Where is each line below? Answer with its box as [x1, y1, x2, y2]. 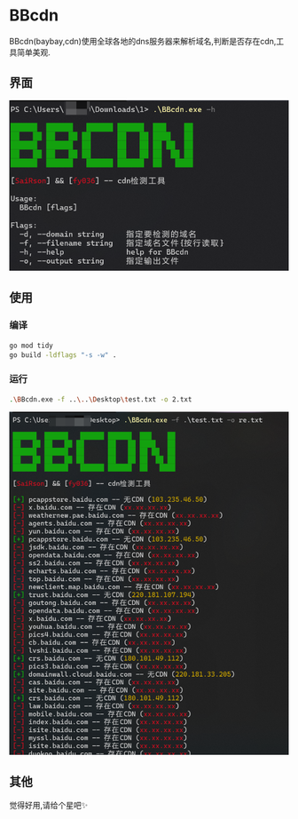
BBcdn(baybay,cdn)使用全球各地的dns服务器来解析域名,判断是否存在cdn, [9, 36, 277, 46]
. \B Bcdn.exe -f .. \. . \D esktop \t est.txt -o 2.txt [9, 394, 192, 404]
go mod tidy [9, 341, 53, 350]
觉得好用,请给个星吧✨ [9, 799, 89, 810]
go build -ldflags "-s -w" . [9, 350, 117, 360]
